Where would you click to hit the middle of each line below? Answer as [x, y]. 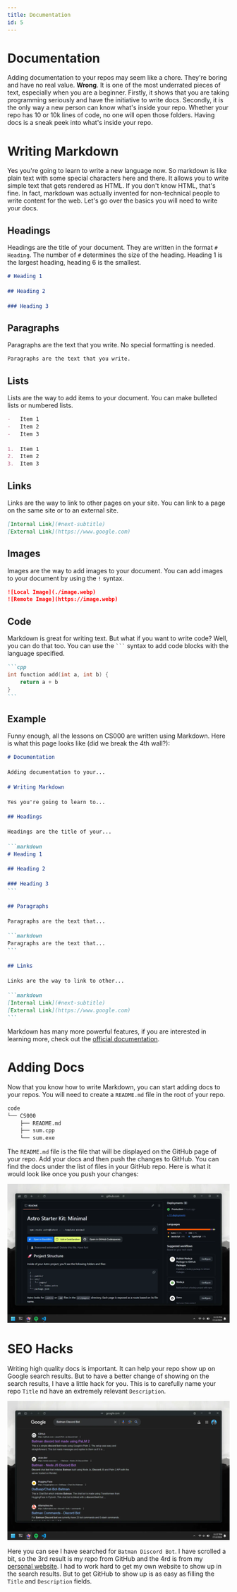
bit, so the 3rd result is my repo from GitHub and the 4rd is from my [105, 1559]
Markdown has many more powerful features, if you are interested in [107, 1031]
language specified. [36, 654]
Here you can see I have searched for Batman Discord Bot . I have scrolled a [117, 1551]
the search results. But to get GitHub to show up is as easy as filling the [111, 1574]
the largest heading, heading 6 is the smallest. [74, 263]
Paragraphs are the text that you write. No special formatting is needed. [111, 345]
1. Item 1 [23, 449]
